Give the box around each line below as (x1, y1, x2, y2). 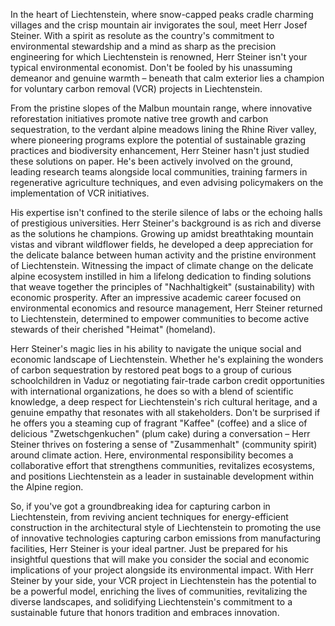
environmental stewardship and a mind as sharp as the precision (10, 40, 277, 52)
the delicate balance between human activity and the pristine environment (10, 249, 317, 261)
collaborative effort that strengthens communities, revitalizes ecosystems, (10, 460, 315, 471)
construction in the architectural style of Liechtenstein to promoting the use (10, 522, 322, 533)
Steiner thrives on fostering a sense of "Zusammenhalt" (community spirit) (10, 439, 318, 450)
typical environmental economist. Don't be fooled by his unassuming (10, 62, 293, 73)
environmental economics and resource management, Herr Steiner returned (10, 302, 323, 314)
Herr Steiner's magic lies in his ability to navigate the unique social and (10, 343, 302, 354)
